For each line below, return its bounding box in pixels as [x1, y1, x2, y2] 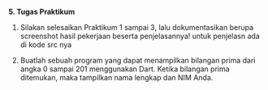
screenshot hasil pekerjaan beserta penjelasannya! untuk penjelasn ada [19, 32, 260, 41]
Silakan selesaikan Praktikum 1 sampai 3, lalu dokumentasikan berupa [19, 23, 254, 32]
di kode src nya [19, 40, 72, 49]
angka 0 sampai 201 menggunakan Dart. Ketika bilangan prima [19, 64, 230, 74]
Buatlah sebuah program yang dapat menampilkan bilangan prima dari [19, 56, 256, 65]
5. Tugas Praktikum [8, 7, 76, 16]
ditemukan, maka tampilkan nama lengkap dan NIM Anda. [19, 73, 214, 82]
